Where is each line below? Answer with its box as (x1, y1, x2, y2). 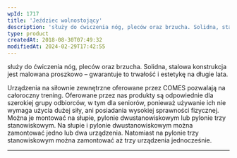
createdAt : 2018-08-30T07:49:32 (7, 37, 102, 44)
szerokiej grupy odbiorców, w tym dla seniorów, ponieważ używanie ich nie (7, 99, 226, 107)
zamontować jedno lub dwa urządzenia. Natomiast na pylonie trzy (7, 128, 199, 137)
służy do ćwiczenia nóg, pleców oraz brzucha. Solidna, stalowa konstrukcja (7, 63, 227, 71)
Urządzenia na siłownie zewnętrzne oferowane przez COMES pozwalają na (7, 84, 226, 92)
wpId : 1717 (7, 10, 39, 18)
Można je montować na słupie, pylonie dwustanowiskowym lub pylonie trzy (7, 114, 226, 122)
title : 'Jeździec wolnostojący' (7, 17, 102, 24)
